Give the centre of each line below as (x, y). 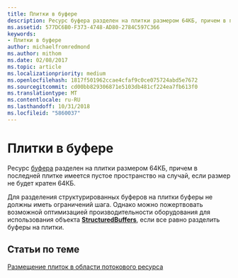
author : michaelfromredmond (49, 47)
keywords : (22, 34)
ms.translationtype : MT (42, 93)
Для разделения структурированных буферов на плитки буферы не (110, 197)
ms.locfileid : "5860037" (44, 113)
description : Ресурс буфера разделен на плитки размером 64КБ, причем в (117, 21)
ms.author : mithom (34, 54)
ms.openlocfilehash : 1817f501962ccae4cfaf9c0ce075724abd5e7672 (103, 80)
